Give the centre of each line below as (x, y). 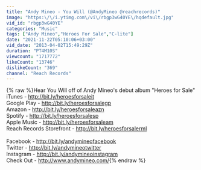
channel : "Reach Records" (39, 73)
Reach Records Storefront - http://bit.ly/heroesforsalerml (77, 129)
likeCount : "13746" (31, 62)
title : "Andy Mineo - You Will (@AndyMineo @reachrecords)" (84, 12)
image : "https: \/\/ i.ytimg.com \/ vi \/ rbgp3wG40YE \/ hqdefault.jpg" (90, 17)
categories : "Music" (32, 29)
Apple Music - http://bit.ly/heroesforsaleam (60, 122)
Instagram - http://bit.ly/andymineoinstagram (62, 154)
